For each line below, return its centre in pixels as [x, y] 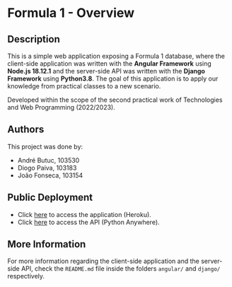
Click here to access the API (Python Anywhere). [89, 222]
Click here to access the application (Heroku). [85, 214]
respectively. [26, 276]
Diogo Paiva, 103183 [47, 168]
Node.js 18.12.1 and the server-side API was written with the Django [106, 71]
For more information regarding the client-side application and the [103, 261]
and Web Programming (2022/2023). [61, 107]
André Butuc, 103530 [48, 160]
